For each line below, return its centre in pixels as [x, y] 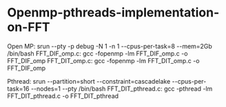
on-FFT [29, 27]
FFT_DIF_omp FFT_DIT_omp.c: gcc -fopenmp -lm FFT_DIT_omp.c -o [103, 60]
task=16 [18, 88]
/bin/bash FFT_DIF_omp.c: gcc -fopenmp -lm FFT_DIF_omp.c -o [97, 53]
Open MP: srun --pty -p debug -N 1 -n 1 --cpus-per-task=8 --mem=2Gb [110, 46]
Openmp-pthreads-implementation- [113, 13]
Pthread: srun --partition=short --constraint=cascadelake [89, 81]
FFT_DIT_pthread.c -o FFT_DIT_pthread [63, 96]
